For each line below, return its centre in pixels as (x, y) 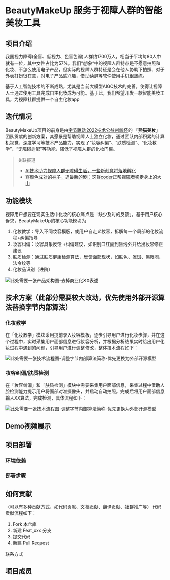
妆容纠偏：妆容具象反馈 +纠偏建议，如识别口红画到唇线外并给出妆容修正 (88, 244)
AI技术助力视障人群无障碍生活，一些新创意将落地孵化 (81, 170)
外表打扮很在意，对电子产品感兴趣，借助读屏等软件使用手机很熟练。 (76, 76)
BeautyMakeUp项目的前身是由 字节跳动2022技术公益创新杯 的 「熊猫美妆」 (83, 130)
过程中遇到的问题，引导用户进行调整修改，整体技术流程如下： (74, 348)
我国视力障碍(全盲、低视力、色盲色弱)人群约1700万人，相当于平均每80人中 (83, 57)
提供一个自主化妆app (58, 99)
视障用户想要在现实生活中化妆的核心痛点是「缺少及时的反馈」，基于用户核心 (84, 214)
